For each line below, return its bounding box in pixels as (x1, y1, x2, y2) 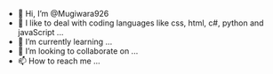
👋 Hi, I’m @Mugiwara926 (17, 9, 109, 18)
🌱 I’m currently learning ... (17, 36, 113, 47)
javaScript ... (17, 27, 64, 37)
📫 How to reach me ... (17, 55, 100, 66)
